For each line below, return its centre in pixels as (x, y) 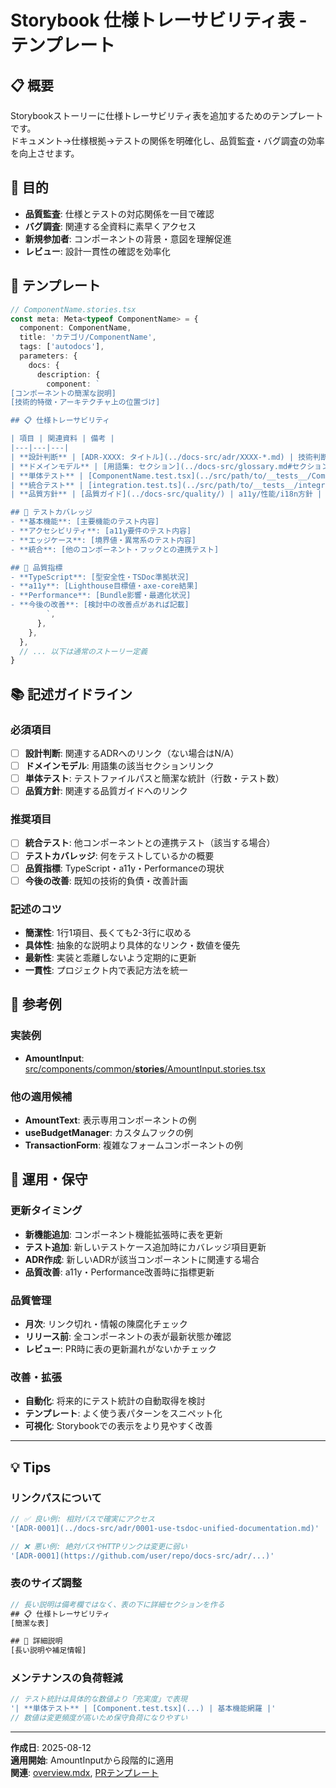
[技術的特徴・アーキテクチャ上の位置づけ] (85, 402)
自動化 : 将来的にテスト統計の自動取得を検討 (115, 1401)
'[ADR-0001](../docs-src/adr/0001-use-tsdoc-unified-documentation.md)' (165, 1528)
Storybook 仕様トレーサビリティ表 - (159, 20)
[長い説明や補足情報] (48, 1651)
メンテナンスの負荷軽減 (66, 1678)
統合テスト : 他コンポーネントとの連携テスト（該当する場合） (150, 843)
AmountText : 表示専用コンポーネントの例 (110, 1120)
